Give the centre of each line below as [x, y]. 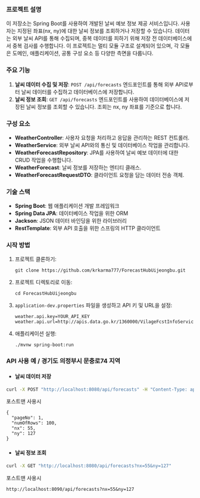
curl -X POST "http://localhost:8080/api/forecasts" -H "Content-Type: [97, 389]
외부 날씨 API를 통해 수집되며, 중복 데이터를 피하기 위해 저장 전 [85, 38]
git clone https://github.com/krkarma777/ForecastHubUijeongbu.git [100, 270]
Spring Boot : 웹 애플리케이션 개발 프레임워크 [67, 206]
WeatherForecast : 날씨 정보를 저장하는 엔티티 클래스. [78, 167]
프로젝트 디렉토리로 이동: [43, 282]
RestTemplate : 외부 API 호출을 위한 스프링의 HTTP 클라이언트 [87, 228]
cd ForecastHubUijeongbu [46, 294]
